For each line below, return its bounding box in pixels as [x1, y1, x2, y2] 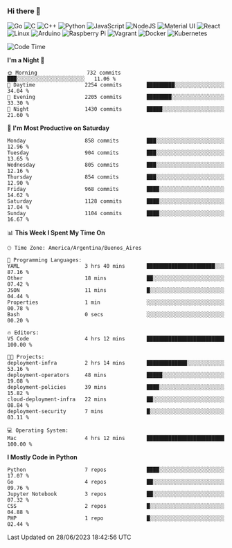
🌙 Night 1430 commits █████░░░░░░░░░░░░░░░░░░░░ [7, 106, 225, 113]
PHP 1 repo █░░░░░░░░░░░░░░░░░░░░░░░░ [7, 515, 225, 522]
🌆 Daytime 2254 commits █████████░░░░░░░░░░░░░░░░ [7, 82, 225, 89]
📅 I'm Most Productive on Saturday [7, 124, 109, 132]
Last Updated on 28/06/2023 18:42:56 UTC [7, 533, 132, 542]
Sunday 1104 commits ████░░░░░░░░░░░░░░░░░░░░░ [7, 210, 225, 217]
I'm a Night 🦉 [7, 56, 45, 64]
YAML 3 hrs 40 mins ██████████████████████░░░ [7, 263, 225, 270]
